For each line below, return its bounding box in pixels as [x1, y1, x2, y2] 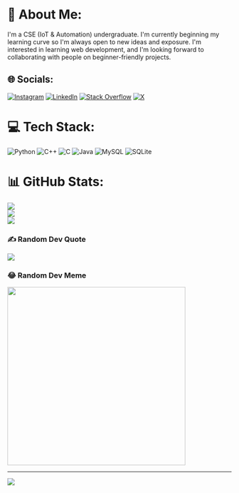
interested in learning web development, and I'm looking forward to [7, 45, 204, 54]
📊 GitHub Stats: [7, 173, 105, 190]
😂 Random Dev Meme [7, 270, 87, 280]
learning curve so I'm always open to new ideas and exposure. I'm [7, 37, 201, 46]
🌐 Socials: [7, 73, 54, 86]
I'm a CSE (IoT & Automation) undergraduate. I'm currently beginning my [7, 30, 220, 39]
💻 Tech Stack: [7, 118, 95, 135]
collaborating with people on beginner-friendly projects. [7, 53, 171, 61]
